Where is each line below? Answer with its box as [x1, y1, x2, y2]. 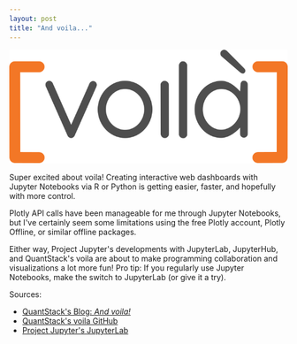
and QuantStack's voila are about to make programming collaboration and [9, 253, 278, 264]
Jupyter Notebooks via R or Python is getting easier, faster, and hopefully [9, 181, 277, 192]
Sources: [9, 289, 42, 300]
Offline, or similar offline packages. [9, 226, 137, 238]
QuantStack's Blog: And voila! [21, 306, 131, 317]
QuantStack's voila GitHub [21, 316, 118, 326]
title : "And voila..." [9, 23, 93, 33]
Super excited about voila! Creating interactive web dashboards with [9, 172, 258, 183]
